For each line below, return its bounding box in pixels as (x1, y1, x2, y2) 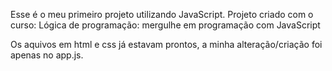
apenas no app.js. (10, 49, 84, 61)
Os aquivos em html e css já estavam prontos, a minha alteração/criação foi (10, 39, 323, 50)
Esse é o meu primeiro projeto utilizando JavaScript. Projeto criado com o (10, 9, 314, 20)
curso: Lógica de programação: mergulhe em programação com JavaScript (10, 19, 321, 31)
